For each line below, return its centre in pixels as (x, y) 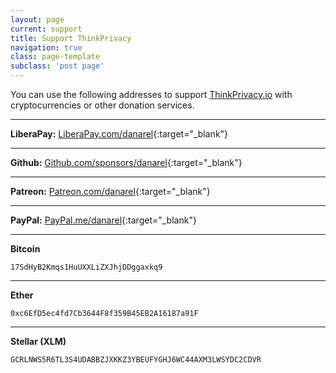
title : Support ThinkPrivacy (71, 38)
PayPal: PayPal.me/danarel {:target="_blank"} (103, 220)
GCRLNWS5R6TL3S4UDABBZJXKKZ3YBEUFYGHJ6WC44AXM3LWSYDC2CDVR (136, 360)
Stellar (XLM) (38, 341)
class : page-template (55, 57)
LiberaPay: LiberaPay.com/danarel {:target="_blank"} (119, 134)
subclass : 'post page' (57, 66)
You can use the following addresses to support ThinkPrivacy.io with (151, 94)
